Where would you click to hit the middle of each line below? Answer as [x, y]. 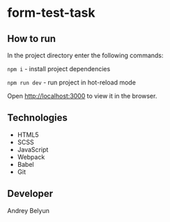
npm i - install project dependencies [59, 69]
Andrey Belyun [29, 210]
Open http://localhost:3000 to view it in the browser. [82, 96]
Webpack [31, 157]
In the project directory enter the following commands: [85, 55]
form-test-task [51, 13]
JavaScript [33, 149]
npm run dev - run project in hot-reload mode [71, 82]
